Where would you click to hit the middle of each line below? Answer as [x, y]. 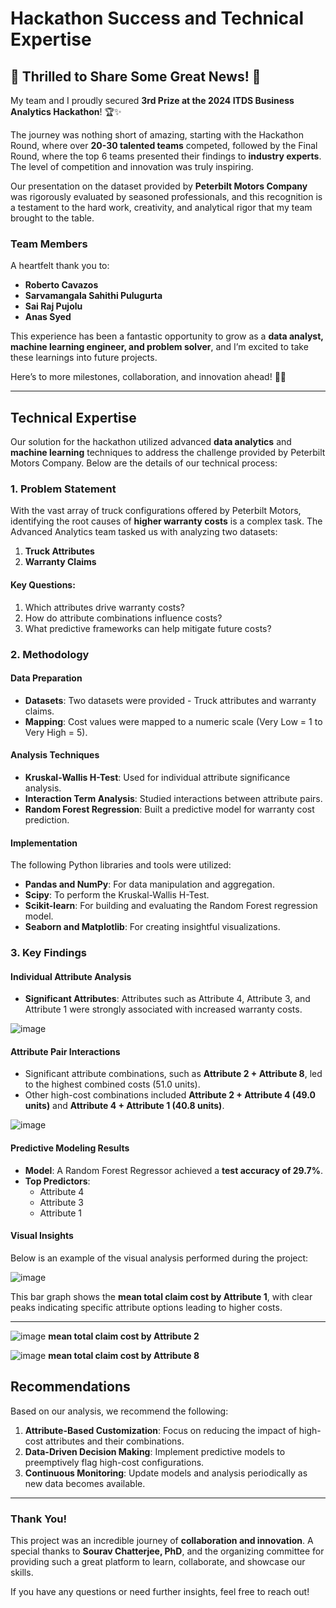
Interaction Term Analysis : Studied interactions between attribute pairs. [173, 798]
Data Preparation [46, 678]
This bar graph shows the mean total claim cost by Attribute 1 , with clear [161, 1296]
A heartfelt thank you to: [60, 266]
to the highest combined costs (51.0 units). [112, 1084]
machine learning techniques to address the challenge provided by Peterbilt [168, 453]
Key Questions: [43, 585]
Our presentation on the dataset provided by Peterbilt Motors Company [159, 186]
